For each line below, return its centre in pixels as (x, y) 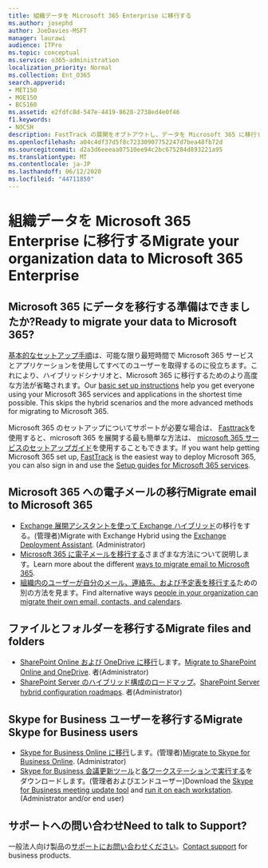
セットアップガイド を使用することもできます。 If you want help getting (144, 448)
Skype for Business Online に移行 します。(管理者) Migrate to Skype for (135, 753)
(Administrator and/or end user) (72, 798)
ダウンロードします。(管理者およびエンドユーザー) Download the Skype (136, 781)
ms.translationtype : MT (48, 157)
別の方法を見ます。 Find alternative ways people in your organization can (139, 592)
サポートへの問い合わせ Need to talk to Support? (128, 825)
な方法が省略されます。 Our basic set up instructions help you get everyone (132, 385)
